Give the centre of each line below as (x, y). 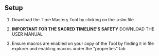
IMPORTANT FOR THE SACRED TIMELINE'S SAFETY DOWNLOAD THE (83, 29)
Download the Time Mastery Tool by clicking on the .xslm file (73, 19)
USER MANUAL (27, 34)
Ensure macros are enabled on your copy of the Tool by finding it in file (83, 43)
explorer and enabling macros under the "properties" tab (69, 48)
